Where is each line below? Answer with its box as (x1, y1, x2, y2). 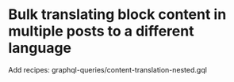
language (8, 39, 72, 57)
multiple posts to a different (8, 22, 194, 40)
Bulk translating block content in (8, 6, 227, 24)
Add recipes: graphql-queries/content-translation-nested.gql (8, 65, 208, 74)
